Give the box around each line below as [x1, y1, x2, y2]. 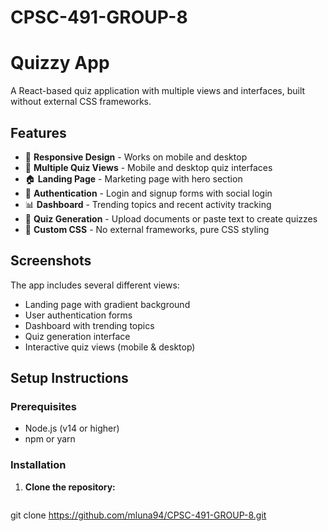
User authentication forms [24, 309, 133, 321]
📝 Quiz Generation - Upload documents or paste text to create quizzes [24, 212, 318, 225]
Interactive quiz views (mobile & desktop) [24, 341, 196, 353]
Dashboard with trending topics [24, 319, 155, 331]
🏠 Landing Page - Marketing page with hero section [24, 172, 243, 185]
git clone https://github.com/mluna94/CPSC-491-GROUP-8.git [10, 509, 267, 521]
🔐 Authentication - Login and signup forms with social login [24, 187, 273, 199]
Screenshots [10, 252, 92, 270]
